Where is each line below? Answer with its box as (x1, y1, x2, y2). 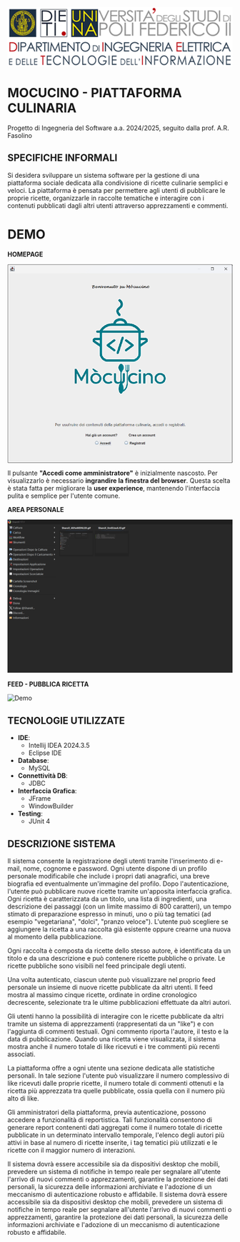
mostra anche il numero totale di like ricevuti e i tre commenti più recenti (7, 1042, 220, 1051)
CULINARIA (7, 100, 77, 116)
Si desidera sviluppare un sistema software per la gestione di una (7, 171, 200, 179)
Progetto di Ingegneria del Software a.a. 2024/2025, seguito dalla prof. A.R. (7, 124, 230, 132)
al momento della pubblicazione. (7, 932, 104, 941)
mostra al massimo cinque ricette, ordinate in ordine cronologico (7, 990, 198, 999)
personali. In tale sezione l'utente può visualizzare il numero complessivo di (7, 1071, 230, 1080)
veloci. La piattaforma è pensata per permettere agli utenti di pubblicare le (7, 186, 226, 194)
